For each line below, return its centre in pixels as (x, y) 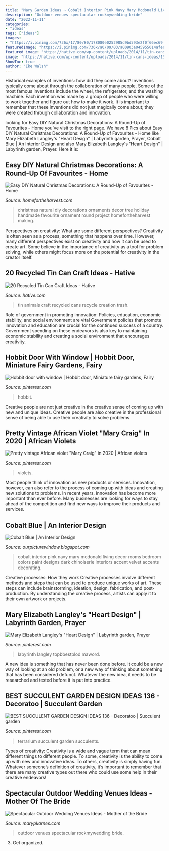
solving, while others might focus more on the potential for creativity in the (82, 252)
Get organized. (28, 842)
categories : (18, 24)
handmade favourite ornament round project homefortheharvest (84, 215)
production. (17, 594)
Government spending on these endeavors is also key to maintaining (76, 330)
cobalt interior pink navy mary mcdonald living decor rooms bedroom (89, 557)
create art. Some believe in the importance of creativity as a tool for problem (84, 246)
